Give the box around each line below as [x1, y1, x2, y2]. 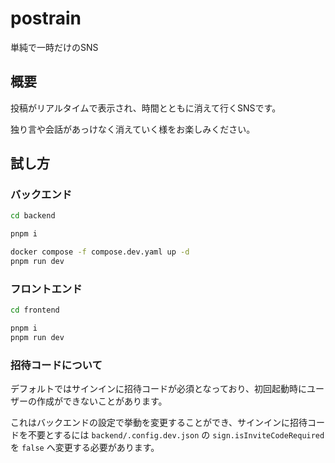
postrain [10, 7, 82, 30]
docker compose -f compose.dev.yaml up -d [10, 247, 190, 257]
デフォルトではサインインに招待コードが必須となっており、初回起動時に [10, 383, 307, 395]
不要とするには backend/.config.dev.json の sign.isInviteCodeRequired [27, 429, 325, 441]
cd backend [10, 211, 56, 221]
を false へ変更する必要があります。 [10, 442, 160, 454]
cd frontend [10, 305, 60, 316]
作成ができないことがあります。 [36, 395, 168, 407]
